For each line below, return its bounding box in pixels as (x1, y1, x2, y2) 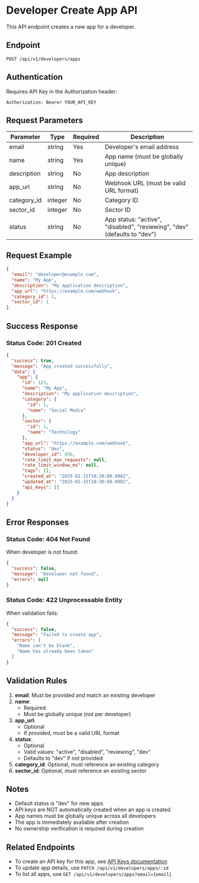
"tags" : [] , (21, 468, 52, 474)
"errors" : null (11, 576, 49, 582)
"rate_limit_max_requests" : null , (21, 457, 108, 463)
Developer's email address (104, 143, 179, 151)
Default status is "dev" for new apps (14, 800, 104, 807)
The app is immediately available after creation (14, 818, 129, 826)
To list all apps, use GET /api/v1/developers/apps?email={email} (14, 871, 172, 878)
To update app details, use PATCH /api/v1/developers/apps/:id (14, 864, 169, 871)
